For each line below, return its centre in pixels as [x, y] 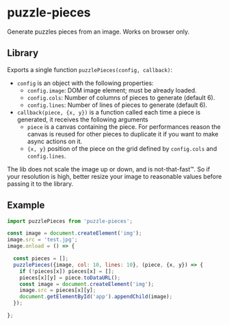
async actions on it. [55, 141]
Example [26, 205]
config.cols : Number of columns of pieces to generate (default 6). [121, 97]
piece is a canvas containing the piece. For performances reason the [124, 127]
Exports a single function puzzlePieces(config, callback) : [90, 69]
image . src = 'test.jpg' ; [42, 240]
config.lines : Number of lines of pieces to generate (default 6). [117, 105]
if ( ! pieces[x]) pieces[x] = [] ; [67, 271]
